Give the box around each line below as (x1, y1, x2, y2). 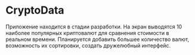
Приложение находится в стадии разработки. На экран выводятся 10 (5, 23, 183, 30)
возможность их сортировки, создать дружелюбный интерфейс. (5, 42, 171, 49)
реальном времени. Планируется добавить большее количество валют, (5, 35, 190, 43)
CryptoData (5, 4, 65, 17)
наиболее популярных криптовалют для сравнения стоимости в (5, 29, 169, 36)
